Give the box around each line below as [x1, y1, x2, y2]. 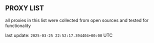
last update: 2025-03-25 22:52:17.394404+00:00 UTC [5, 32, 113, 38]
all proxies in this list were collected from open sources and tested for [5, 17, 149, 23]
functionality [5, 22, 31, 28]
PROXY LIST [5, 4, 44, 12]
